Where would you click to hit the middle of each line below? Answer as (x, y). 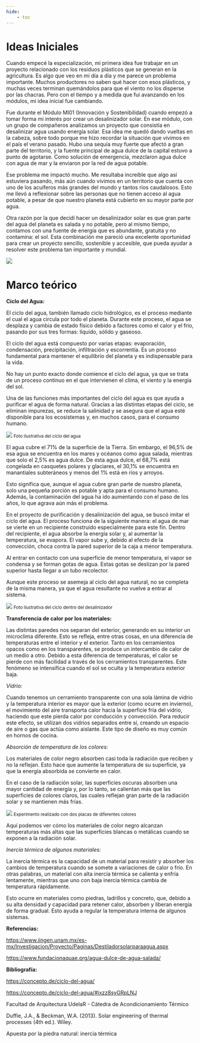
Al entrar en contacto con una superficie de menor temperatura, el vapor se (99, 558)
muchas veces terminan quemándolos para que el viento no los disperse (95, 88)
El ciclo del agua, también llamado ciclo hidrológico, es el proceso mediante (99, 313)
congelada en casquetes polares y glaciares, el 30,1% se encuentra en (93, 466)
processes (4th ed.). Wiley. (39, 1022)
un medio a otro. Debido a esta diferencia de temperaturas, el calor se (92, 655)
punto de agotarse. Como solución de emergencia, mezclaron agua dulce (96, 157)
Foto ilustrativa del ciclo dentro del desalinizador (63, 608)
